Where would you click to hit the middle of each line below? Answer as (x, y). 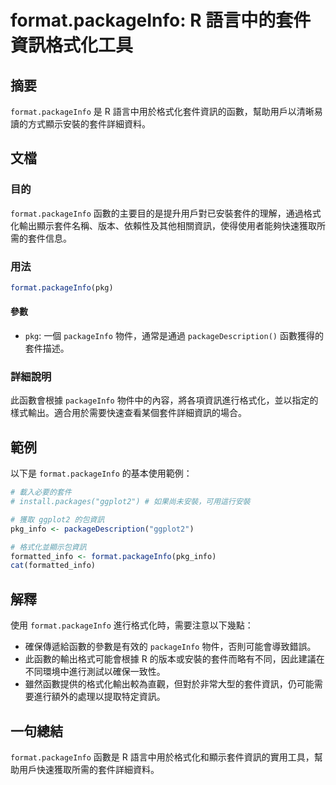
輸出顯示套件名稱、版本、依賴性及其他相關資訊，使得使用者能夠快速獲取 (167, 225)
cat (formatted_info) (53, 566)
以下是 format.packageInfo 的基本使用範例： (101, 473)
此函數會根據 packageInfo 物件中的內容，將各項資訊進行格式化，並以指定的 (164, 400)
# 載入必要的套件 (41, 492)
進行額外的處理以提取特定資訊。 (99, 697)
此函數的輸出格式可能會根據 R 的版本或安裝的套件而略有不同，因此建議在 (174, 659)
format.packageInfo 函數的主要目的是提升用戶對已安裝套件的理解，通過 (157, 213)
